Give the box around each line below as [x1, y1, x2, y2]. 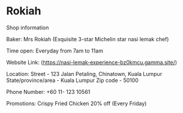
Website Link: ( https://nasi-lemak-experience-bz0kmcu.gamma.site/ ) [6, 59, 178, 66]
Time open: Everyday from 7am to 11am [6, 47, 103, 54]
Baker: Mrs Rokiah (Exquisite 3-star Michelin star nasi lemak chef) [6, 35, 169, 42]
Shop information [6, 24, 49, 31]
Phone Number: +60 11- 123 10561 [6, 88, 91, 95]
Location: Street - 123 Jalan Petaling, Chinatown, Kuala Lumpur [6, 70, 163, 77]
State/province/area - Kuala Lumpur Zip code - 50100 [6, 77, 139, 84]
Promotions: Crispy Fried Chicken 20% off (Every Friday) [6, 100, 147, 107]
